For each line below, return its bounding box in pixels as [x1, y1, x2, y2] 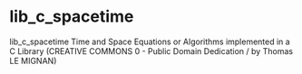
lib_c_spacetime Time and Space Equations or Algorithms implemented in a [9, 36, 290, 47]
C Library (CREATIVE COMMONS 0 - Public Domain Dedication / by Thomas [9, 45, 293, 56]
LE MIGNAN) [9, 55, 57, 66]
